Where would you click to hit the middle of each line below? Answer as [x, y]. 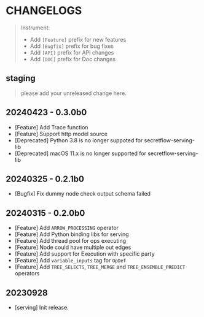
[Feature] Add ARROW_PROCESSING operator [67, 228]
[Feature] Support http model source [61, 134]
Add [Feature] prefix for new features [78, 39]
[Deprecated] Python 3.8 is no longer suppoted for [79, 140]
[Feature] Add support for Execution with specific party [84, 254]
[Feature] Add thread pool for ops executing [70, 241]
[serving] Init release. [41, 307]
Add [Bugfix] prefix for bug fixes [72, 46]
